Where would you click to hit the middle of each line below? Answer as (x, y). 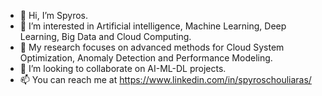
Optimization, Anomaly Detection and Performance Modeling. (146, 58)
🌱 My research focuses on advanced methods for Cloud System (152, 47)
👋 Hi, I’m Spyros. (54, 15)
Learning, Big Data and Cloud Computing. (105, 36)
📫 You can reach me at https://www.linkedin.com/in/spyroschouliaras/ (165, 79)
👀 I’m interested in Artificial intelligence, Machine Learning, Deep (153, 26)
